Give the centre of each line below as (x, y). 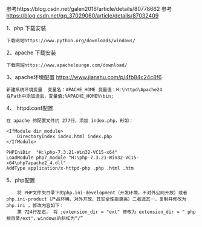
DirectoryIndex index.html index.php (65, 136)
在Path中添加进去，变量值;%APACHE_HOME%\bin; (60, 96)
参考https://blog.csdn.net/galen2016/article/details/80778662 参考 (89, 9)
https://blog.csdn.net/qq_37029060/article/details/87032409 (83, 16)
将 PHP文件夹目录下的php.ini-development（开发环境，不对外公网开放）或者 (102, 193)
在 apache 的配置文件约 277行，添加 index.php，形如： (70, 121)
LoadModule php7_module (36, 158)
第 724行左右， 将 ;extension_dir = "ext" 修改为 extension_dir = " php (106, 212)
